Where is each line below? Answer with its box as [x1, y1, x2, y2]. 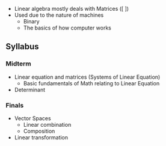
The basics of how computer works [23, 24, 112, 31]
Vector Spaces [14, 114, 52, 122]
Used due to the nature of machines [14, 11, 104, 19]
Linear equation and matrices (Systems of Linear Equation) [14, 73, 161, 81]
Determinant [14, 86, 46, 93]
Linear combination [23, 121, 72, 128]
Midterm [5, 59, 31, 68]
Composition [23, 127, 55, 135]
